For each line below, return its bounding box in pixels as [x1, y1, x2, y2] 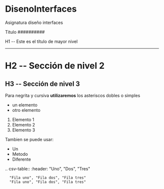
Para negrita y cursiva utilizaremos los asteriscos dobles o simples [5, 92, 141, 98]
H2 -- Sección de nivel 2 [5, 60, 105, 71]
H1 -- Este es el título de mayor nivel [5, 38, 78, 44]
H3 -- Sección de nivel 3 [5, 80, 80, 88]
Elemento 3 [12, 127, 35, 133]
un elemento [12, 102, 38, 108]
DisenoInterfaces [5, 3, 77, 15]
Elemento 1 [12, 116, 34, 123]
